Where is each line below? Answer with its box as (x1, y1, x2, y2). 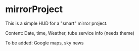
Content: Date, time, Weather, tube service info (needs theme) (5, 30, 135, 36)
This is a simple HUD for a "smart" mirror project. (5, 20, 108, 26)
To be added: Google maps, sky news (5, 39, 84, 46)
